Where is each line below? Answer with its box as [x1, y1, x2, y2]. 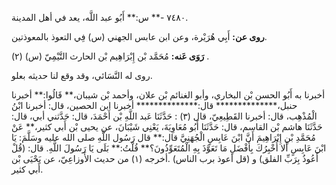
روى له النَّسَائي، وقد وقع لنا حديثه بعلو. [11, 70, 153, 81]
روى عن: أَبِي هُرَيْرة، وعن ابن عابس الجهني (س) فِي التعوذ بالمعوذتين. [11, 31, 268, 42]
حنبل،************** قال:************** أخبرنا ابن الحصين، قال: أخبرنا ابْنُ [11, 100, 298, 111]
